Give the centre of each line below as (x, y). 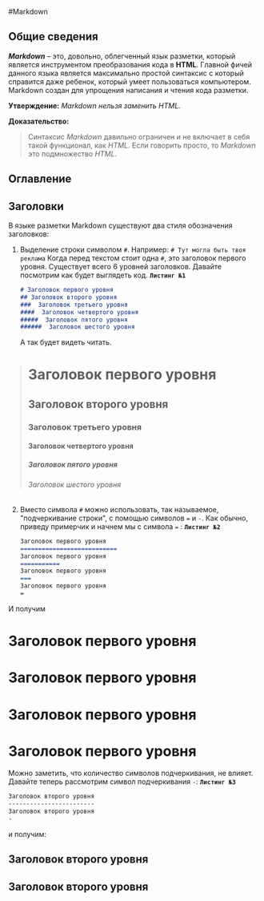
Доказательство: (39, 121)
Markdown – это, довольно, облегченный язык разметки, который (122, 56)
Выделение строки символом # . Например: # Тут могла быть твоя (133, 250)
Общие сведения (53, 36)
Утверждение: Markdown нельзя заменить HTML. (95, 105)
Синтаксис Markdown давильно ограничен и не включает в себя (139, 136)
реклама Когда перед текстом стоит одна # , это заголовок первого (133, 258)
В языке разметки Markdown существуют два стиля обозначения (120, 226)
